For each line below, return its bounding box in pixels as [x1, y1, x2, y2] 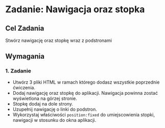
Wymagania [5, 52, 45, 61]
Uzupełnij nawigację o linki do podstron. [12, 106, 97, 112]
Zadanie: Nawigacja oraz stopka [5, 4, 145, 15]
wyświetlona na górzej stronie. [12, 95, 78, 101]
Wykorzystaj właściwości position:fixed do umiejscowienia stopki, [12, 111, 155, 118]
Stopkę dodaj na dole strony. [12, 100, 73, 107]
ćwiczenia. [12, 84, 36, 90]
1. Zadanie [5, 67, 32, 74]
